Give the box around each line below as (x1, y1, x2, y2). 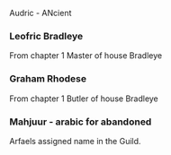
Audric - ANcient (9, 8, 72, 18)
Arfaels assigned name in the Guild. (9, 135, 141, 146)
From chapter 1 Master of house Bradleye (9, 50, 163, 61)
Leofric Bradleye (9, 30, 84, 42)
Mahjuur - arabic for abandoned (9, 116, 152, 128)
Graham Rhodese (9, 73, 87, 85)
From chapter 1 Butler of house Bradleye (9, 93, 159, 104)
